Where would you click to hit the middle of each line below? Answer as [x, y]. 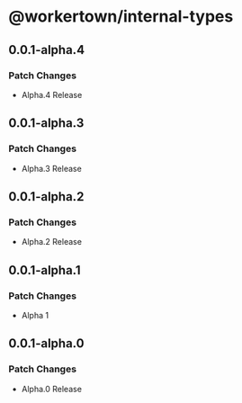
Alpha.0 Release [52, 389]
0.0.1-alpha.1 [45, 270]
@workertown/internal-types [121, 17]
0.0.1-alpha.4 [47, 50]
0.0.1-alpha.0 [46, 344]
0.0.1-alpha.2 [46, 197]
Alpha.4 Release [52, 94]
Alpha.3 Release [51, 168]
